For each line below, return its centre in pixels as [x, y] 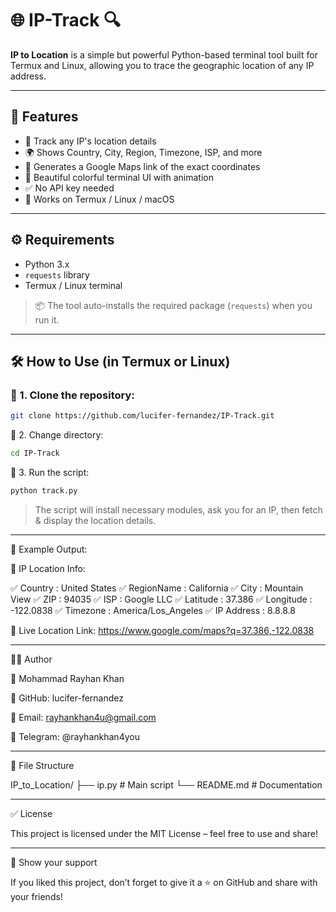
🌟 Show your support [54, 862]
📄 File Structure [42, 765]
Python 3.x [47, 264]
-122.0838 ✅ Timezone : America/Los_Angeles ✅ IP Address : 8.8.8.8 [153, 610]
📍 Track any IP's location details [90, 141]
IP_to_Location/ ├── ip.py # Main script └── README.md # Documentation [166, 784]
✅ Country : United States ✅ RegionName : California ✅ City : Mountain [157, 588]
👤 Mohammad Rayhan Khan [67, 678]
